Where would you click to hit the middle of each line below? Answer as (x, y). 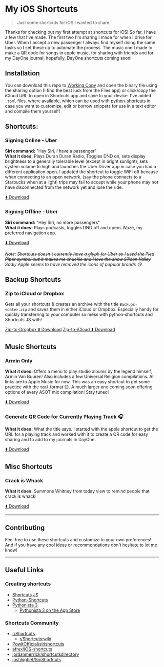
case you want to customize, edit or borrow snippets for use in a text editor (81, 106)
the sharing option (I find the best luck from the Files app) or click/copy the (81, 90)
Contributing (25, 528)
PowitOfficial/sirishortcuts (38, 644)
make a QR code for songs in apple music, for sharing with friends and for (79, 53)
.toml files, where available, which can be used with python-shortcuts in (78, 101)
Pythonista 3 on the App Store (50, 610)
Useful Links (24, 570)
